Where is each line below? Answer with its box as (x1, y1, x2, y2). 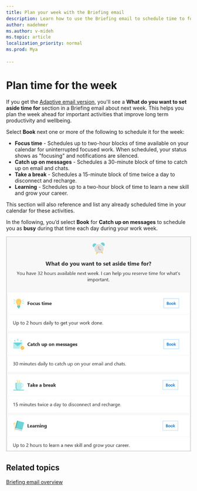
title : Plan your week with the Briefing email (6, 9, 125, 15)
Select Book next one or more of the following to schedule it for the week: (6, 128, 185, 135)
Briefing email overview (6, 478, 63, 485)
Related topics (6, 463, 60, 473)
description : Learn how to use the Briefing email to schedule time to (6, 15, 185, 22)
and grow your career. (14, 189, 69, 197)
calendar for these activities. (6, 207, 75, 214)
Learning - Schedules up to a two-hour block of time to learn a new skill (14, 183, 189, 190)
